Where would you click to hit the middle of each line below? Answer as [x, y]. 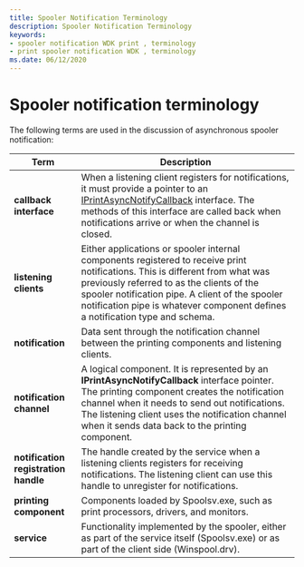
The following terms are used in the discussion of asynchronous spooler [144, 130]
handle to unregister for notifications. [160, 485]
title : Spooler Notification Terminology [89, 18]
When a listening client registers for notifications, [185, 177]
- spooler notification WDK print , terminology [103, 43]
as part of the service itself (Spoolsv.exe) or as [180, 538]
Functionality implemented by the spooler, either [184, 526]
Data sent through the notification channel [171, 331]
